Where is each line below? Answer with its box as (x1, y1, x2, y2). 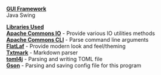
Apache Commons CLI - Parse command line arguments (6, 36, 149, 43)
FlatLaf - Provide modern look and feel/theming (6, 42, 126, 50)
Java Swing (6, 11, 35, 19)
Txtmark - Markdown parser (6, 49, 78, 56)
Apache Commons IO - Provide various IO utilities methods (6, 30, 156, 37)
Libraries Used (6, 24, 44, 30)
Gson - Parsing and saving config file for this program (6, 62, 142, 69)
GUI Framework (6, 5, 47, 12)
